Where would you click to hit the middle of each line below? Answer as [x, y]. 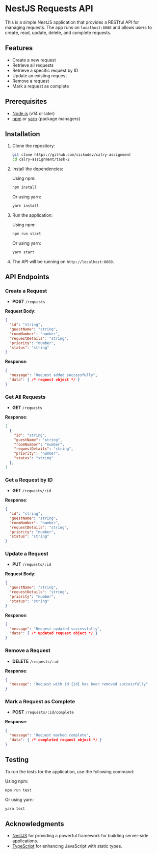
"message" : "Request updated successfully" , [56, 629]
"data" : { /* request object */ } [45, 380]
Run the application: [32, 215]
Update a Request [27, 554]
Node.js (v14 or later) [33, 113]
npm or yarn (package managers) [46, 118]
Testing [17, 760]
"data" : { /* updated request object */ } [53, 633]
